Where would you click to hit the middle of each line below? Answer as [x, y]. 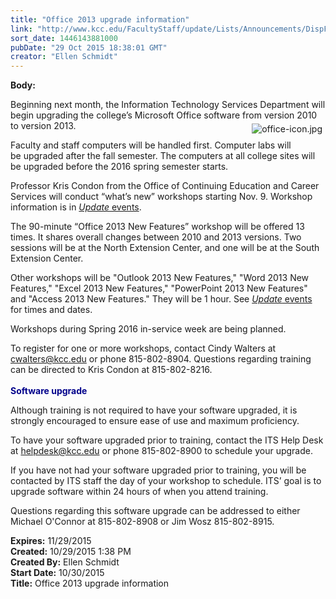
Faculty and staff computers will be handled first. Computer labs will [151, 145]
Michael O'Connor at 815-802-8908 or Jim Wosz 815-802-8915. [142, 522]
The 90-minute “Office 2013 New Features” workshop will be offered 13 [157, 227]
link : [21, 29]
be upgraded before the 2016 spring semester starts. [119, 167]
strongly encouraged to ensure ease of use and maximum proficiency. [155, 421]
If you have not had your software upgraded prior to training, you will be [158, 470]
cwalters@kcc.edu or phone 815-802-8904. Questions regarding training [161, 359]
